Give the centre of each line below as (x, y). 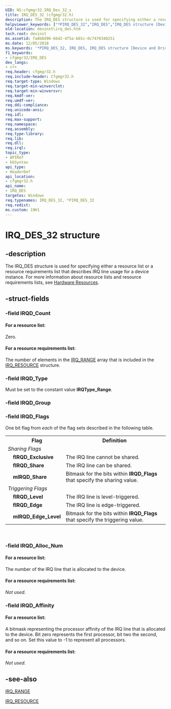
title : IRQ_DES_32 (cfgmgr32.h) (39, 15)
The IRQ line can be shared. (99, 465)
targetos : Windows (25, 195)
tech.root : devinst (26, 34)
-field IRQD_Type (26, 379)
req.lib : (15, 139)
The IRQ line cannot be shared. (103, 457)
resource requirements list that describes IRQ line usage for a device (77, 272)
